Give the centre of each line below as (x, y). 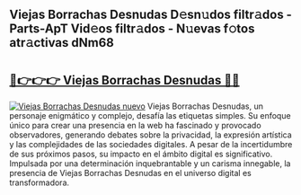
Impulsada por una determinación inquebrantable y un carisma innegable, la (150, 164)
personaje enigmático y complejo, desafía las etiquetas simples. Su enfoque (150, 115)
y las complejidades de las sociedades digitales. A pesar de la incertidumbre (151, 144)
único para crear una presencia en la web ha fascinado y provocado (136, 125)
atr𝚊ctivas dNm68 (62, 43)
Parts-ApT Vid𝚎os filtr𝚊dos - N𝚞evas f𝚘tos (132, 29)
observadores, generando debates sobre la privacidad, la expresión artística (150, 135)
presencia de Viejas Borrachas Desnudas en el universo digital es (130, 173)
